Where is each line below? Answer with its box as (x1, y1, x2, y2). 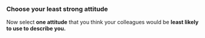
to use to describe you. (6, 25, 66, 32)
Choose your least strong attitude (6, 5, 109, 13)
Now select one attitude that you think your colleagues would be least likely (6, 19, 199, 26)
